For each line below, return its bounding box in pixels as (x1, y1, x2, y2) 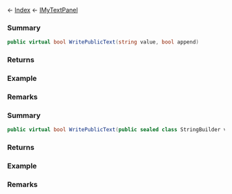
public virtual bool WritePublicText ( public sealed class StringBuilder (7, 126, 221, 133)
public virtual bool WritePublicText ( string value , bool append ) (7, 39, 199, 46)
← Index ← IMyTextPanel (7, 6, 78, 14)
